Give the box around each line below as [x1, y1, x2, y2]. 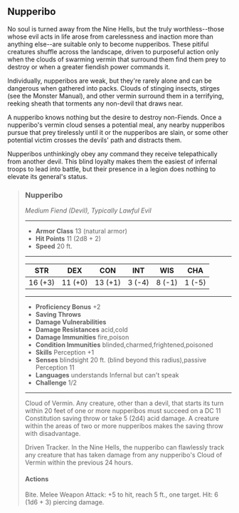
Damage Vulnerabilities [35, 318, 107, 327]
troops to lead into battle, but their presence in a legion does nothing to [7, 164, 216, 173]
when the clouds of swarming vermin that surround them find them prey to [7, 55, 226, 64]
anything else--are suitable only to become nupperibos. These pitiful [7, 39, 209, 49]
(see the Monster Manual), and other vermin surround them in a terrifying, [7, 91, 224, 100]
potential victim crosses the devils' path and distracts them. [7, 136, 182, 144]
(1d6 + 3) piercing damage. [24, 498, 105, 507]
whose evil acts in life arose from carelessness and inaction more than [7, 32, 213, 41]
